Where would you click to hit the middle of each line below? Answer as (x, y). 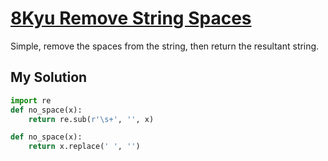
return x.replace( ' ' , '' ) (84, 147)
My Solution (49, 77)
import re (31, 100)
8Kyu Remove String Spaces (131, 18)
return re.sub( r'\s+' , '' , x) (91, 119)
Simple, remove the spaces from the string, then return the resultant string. (165, 46)
